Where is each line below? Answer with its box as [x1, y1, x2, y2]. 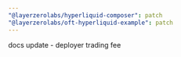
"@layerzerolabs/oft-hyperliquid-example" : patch [8, 19, 174, 27]
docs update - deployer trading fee [8, 40, 121, 49]
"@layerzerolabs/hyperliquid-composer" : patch [8, 11, 163, 20]
